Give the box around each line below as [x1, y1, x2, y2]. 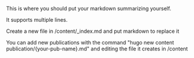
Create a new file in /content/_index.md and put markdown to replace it [6, 28, 179, 35]
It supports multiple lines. [6, 16, 68, 23]
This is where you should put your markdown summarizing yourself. [6, 5, 172, 12]
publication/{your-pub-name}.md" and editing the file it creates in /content [6, 45, 188, 52]
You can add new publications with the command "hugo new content [6, 39, 174, 46]
